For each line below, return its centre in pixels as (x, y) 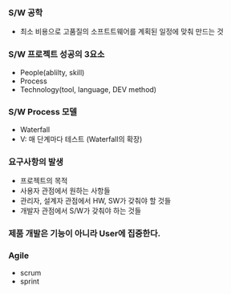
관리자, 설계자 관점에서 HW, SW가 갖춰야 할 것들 (95, 201)
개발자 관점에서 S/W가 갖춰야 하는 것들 (81, 211)
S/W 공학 (26, 12)
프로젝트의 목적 (44, 181)
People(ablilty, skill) (52, 72)
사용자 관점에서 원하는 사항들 (65, 191)
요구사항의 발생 (36, 162)
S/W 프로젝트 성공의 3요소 (57, 54)
